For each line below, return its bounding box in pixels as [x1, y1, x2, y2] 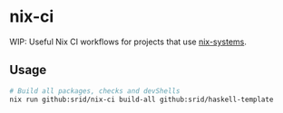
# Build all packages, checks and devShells [9, 86, 181, 96]
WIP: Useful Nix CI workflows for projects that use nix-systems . [9, 36, 248, 47]
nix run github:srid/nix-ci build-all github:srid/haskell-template [9, 95, 274, 104]
